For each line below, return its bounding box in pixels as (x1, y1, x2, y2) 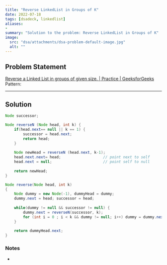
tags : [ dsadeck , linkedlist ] (5, 16, 66, 21)
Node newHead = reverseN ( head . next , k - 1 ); (14, 150, 106, 155)
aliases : (5, 21, 23, 26)
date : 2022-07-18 (5, 12, 41, 17)
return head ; (23, 136, 50, 141)
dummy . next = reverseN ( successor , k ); (23, 210, 103, 215)
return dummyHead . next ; (14, 228, 64, 234)
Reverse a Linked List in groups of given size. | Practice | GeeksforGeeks (5, 76, 154, 82)
